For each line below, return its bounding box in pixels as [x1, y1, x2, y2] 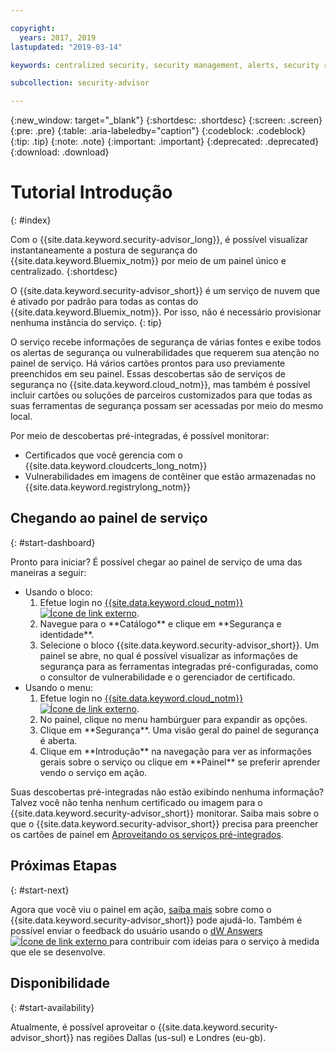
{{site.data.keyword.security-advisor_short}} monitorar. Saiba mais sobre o [10, 807, 320, 819]
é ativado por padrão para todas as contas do [10, 296, 199, 308]
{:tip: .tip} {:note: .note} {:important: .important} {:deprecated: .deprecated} [10, 136, 320, 148]
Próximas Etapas [10, 857, 118, 875]
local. [10, 411, 33, 423]
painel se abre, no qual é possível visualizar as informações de [39, 649, 298, 661]
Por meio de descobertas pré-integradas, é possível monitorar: [10, 430, 270, 442]
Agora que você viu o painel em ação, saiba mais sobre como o [10, 903, 272, 915]
